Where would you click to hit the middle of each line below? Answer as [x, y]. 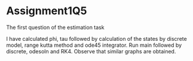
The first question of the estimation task [55, 27]
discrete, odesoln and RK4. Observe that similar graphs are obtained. [91, 51]
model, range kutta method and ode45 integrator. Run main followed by [94, 45]
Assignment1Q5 [47, 11]
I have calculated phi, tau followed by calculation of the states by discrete [96, 38]
